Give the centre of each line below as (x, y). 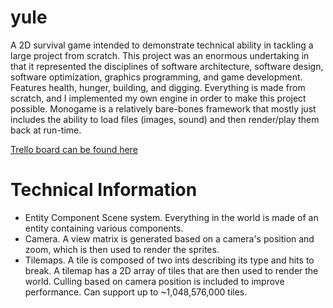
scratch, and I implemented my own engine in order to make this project (158, 98)
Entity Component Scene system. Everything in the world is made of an (171, 217)
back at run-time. (46, 130)
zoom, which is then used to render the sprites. (122, 249)
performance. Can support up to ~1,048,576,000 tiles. (136, 292)
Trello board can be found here (74, 149)
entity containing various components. (104, 228)
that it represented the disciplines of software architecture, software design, (167, 66)
